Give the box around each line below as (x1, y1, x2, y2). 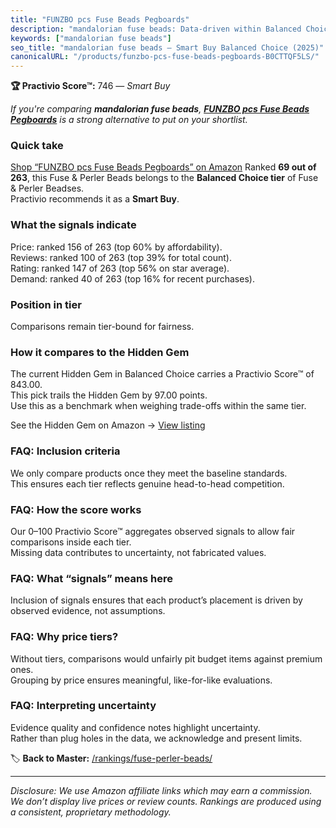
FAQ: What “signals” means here (10, 571, 174, 585)
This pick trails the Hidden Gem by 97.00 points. (10, 389, 208, 401)
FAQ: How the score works (10, 502, 142, 516)
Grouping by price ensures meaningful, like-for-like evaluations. (10, 674, 273, 686)
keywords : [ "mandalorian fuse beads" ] (10, 33, 172, 43)
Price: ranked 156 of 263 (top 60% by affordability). (10, 241, 223, 253)
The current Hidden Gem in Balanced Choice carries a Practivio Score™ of (10, 368, 315, 380)
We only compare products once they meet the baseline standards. (10, 467, 288, 479)
